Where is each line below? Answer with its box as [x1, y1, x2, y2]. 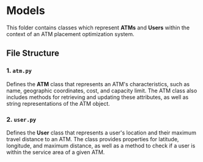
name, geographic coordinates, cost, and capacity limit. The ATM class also [6, 87, 197, 94]
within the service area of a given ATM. [6, 148, 105, 156]
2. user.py [6, 115, 37, 123]
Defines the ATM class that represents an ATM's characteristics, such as [6, 80, 190, 87]
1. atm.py [6, 67, 32, 75]
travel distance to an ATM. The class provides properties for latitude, [6, 135, 179, 142]
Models [6, 4, 45, 18]
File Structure [6, 48, 59, 59]
